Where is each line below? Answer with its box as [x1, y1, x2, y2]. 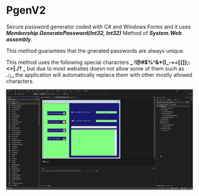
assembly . [6, 36, 33, 43]
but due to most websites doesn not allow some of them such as [27, 65, 185, 72]
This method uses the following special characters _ [6, 59, 133, 66]
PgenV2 [6, 4, 46, 17]
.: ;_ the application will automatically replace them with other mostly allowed [6, 71, 192, 78]
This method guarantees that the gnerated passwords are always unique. [6, 47, 185, 54]
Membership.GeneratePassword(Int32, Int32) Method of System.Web [6, 29, 182, 36]
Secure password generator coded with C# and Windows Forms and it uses [6, 23, 191, 30]
